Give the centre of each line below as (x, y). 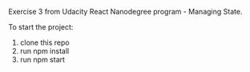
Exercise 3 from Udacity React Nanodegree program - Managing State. (125, 12)
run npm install (44, 51)
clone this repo (44, 42)
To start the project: (41, 27)
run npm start (42, 60)
